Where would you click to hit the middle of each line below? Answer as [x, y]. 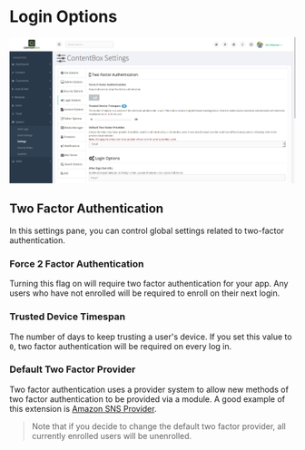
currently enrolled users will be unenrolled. [112, 435]
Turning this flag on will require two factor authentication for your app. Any [149, 284]
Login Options [64, 17]
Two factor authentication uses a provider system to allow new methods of [149, 389]
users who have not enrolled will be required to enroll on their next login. [145, 293]
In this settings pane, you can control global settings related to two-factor [147, 230]
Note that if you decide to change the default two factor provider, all [158, 426]
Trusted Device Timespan [67, 317]
